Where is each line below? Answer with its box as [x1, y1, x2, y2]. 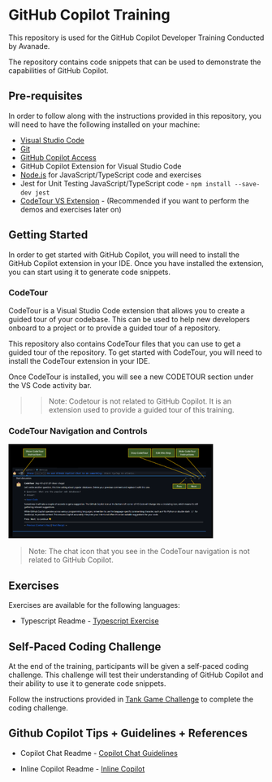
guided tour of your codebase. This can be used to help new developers [8, 314, 250, 324]
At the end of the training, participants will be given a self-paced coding [8, 662, 249, 671]
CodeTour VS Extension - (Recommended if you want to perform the [19, 195, 249, 205]
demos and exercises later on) [19, 204, 122, 214]
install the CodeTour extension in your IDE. [8, 356, 150, 365]
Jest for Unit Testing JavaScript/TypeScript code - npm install [19, 178, 231, 188]
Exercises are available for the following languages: [8, 601, 180, 610]
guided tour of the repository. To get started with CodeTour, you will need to [8, 347, 262, 357]
